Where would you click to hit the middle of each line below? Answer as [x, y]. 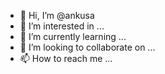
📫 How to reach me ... [66, 58]
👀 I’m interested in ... [62, 26]
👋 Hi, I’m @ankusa [57, 15]
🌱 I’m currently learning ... [73, 36]
